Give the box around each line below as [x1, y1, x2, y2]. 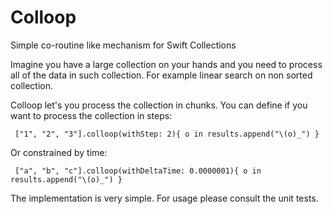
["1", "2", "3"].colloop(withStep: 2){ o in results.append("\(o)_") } [14, 129, 320, 139]
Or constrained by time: [10, 146, 108, 158]
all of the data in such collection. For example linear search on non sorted [10, 69, 313, 81]
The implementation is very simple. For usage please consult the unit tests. [10, 192, 319, 204]
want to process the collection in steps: [10, 109, 173, 121]
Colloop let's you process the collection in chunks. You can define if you [10, 99, 308, 111]
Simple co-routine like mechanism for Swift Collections [10, 39, 237, 51]
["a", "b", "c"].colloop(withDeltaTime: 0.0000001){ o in [14, 166, 262, 176]
